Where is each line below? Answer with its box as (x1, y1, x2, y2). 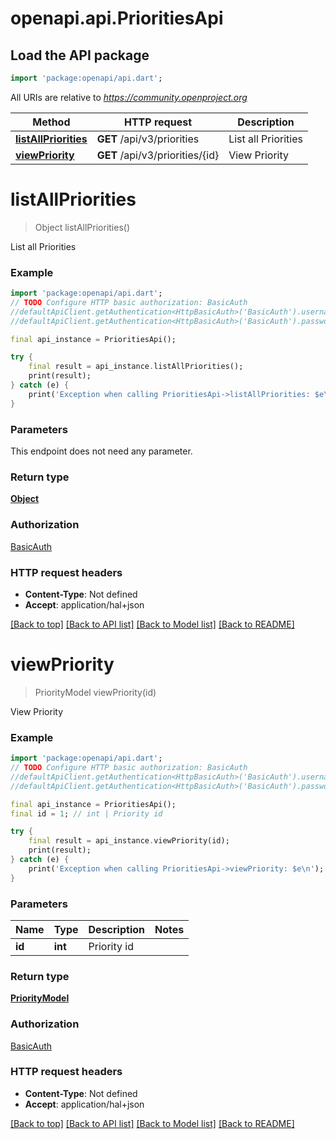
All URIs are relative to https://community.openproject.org (10, 91, 248, 103)
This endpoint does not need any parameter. (10, 445, 193, 457)
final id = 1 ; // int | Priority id (10, 808, 163, 819)
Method (32, 115, 71, 129)
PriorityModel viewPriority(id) (34, 686, 157, 698)
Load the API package (10, 47, 150, 64)
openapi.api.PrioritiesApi (10, 7, 224, 30)
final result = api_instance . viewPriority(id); (28, 836, 230, 846)
